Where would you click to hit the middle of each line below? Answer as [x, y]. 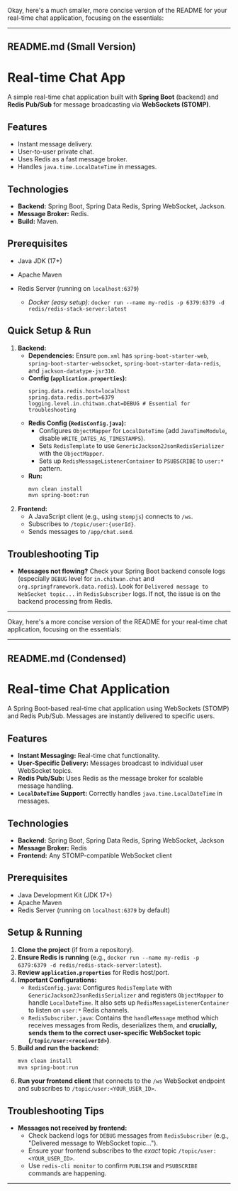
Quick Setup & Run [49, 331]
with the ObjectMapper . [71, 453]
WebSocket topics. [45, 771]
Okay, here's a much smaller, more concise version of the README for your [117, 10]
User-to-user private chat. [56, 151]
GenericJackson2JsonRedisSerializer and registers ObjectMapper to [126, 995]
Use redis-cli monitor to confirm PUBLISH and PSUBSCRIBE [113, 1166]
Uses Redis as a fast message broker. [72, 159]
